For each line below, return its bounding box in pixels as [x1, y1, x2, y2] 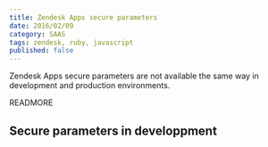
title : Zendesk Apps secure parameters [9, 12, 158, 22]
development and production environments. [9, 80, 171, 91]
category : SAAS [9, 29, 66, 38]
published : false [9, 46, 74, 55]
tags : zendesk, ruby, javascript [9, 37, 134, 47]
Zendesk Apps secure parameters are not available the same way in [9, 70, 259, 81]
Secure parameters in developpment [9, 123, 217, 138]
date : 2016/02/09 [9, 21, 74, 30]
